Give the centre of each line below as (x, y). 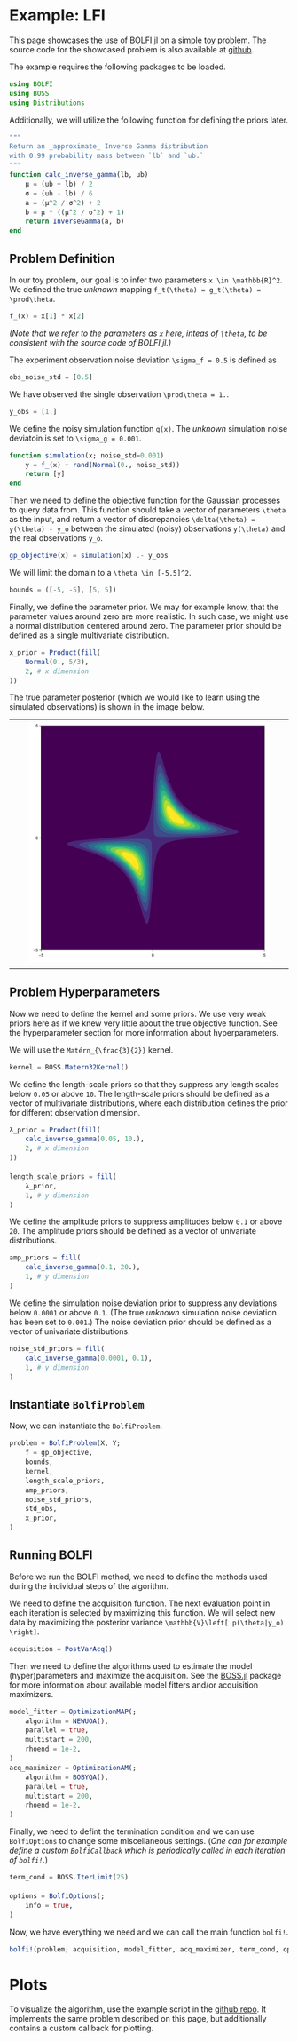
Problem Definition (62, 258)
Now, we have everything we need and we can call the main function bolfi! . (149, 1932)
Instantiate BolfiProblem (77, 1404)
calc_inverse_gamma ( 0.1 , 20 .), (83, 1267)
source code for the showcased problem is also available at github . (132, 49)
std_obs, (41, 1509)
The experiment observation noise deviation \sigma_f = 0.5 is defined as (143, 360)
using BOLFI (31, 84)
